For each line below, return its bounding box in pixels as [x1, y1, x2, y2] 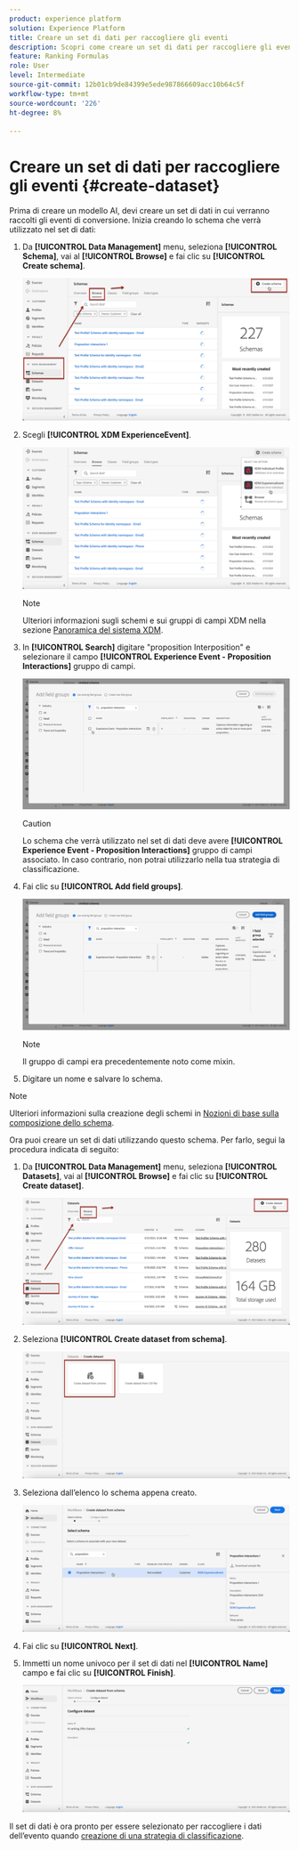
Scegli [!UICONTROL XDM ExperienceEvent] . [21, 429, 191, 440]
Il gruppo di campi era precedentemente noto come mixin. [21, 1055, 236, 1067]
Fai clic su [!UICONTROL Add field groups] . [21, 881, 184, 892]
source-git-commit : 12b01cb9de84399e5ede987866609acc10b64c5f [9, 80, 245, 89]
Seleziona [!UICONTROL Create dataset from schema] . [21, 1334, 228, 1345]
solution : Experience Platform [9, 23, 125, 33]
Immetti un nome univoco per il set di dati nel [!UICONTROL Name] [21, 1658, 269, 1668]
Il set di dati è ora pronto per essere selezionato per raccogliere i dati [9, 1821, 263, 1832]
